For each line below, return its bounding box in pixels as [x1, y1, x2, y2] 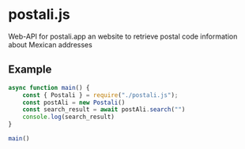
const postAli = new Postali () [22, 99, 126, 106]
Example [8, 63, 52, 76]
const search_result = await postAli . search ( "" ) [22, 106, 186, 114]
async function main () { [8, 84, 90, 91]
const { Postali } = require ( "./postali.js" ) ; [22, 91, 179, 99]
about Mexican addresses [8, 39, 92, 49]
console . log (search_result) [22, 113, 115, 121]
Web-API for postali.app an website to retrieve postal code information [8, 32, 238, 41]
